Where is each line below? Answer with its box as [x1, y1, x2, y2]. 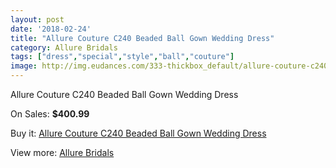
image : [10, 61, 38, 71]
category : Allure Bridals [10, 42, 118, 53]
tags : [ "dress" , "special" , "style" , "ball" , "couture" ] [10, 52, 235, 62]
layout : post [10, 14, 65, 25]
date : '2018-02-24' [10, 24, 92, 34]
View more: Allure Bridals [10, 147, 115, 158]
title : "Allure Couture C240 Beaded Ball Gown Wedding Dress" [10, 33, 275, 43]
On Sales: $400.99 [10, 108, 90, 120]
